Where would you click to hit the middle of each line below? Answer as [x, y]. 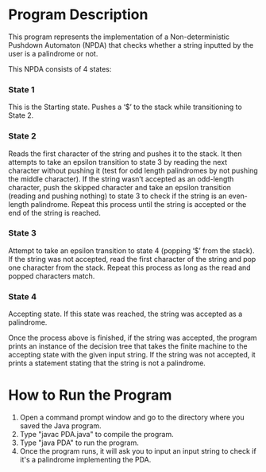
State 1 [21, 89]
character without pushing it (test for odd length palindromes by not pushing [133, 170]
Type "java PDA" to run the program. [79, 443]
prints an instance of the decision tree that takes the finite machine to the [128, 346]
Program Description [78, 15]
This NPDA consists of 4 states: [60, 68]
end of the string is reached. [54, 213]
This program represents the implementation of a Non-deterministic [119, 37]
